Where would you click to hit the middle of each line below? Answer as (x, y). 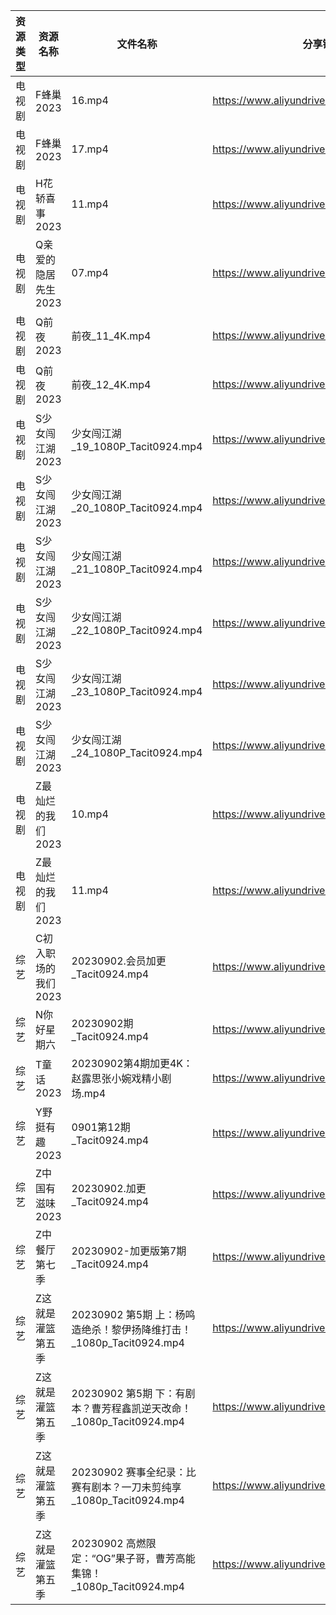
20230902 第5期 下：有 (128, 1393)
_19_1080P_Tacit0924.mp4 (137, 446)
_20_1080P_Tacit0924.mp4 (137, 507)
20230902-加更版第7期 (129, 1251)
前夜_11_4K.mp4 (111, 336)
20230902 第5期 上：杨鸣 (133, 1314)
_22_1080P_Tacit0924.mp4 (137, 630)
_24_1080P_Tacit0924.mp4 (137, 752)
